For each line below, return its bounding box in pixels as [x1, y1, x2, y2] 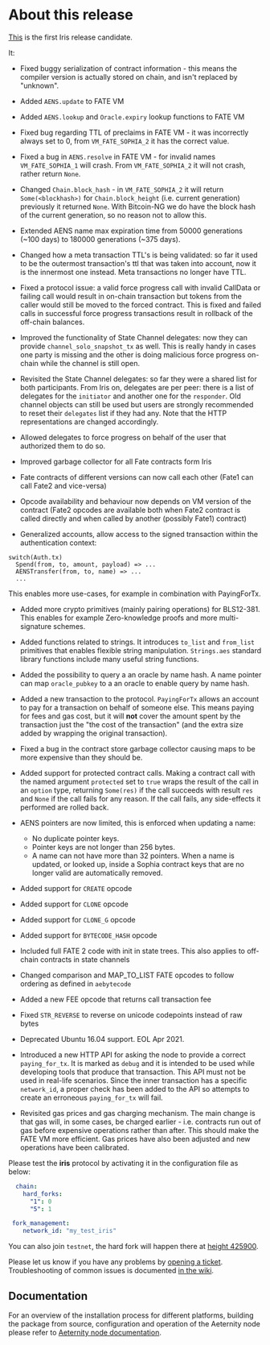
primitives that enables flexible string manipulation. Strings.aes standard [19, 645, 262, 655]
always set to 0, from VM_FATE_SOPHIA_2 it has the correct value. [19, 135, 230, 146]
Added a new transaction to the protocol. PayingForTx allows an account [19, 693, 260, 703]
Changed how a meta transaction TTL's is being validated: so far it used [19, 250, 258, 260]
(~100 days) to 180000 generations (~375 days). [19, 234, 181, 244]
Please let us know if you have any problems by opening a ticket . [8, 1257, 223, 1267]
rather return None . [19, 169, 81, 178]
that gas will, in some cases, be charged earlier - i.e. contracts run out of [19, 1117, 261, 1126]
